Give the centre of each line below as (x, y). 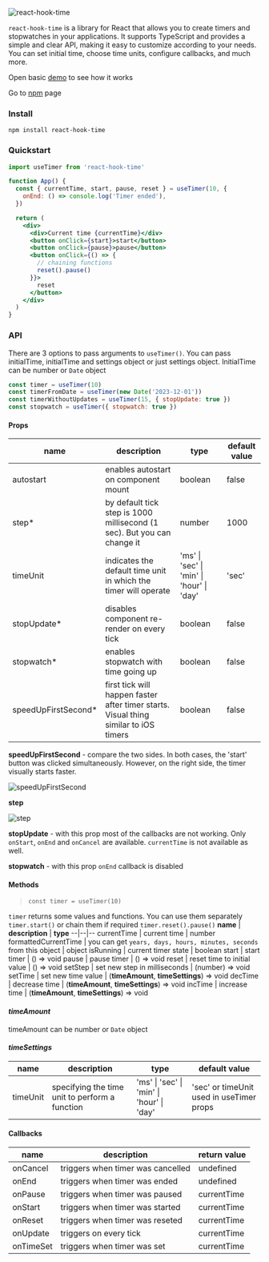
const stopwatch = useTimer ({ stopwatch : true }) (93, 407)
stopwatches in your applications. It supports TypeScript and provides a (127, 36)
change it (122, 543)
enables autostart (138, 470)
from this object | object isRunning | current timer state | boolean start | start (134, 951)
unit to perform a (83, 1097)
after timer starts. (138, 705)
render (118, 629)
